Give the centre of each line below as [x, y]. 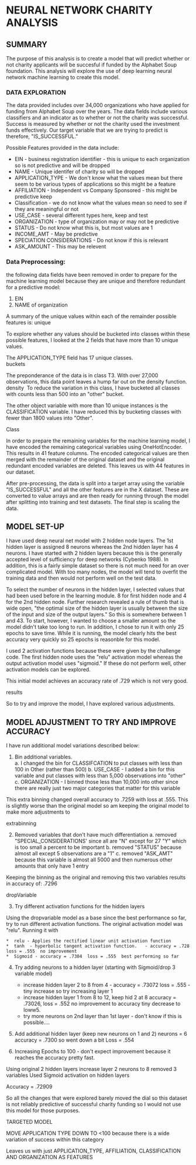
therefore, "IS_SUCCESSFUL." [42, 136]
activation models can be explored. [48, 670]
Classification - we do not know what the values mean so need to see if [101, 203]
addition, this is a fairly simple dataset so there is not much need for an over [97, 566]
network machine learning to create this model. [63, 77]
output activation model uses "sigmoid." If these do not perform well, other [96, 663]
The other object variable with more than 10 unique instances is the [87, 405]
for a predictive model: [33, 287]
